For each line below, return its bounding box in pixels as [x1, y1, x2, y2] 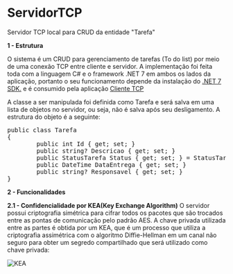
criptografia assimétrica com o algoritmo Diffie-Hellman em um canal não [7, 231, 217, 239]
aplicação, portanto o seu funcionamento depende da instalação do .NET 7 [7, 76, 222, 85]
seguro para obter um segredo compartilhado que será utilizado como [7, 238, 208, 246]
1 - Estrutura [7, 41, 44, 49]
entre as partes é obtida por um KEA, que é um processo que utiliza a [7, 223, 206, 232]
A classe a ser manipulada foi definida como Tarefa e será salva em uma [7, 97, 214, 106]
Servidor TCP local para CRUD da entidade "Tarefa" [7, 28, 156, 36]
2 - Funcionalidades [7, 188, 66, 196]
